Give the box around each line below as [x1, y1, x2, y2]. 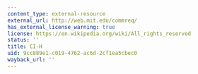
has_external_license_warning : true [7, 23, 115, 30]
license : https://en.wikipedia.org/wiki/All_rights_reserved [7, 30, 192, 37]
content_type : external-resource [7, 10, 106, 18]
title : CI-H [7, 43, 42, 50]
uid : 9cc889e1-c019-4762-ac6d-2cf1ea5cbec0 [7, 50, 138, 57]
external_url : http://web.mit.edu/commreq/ [7, 17, 138, 24]
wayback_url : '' [7, 56, 55, 63]
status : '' [7, 37, 40, 44]
